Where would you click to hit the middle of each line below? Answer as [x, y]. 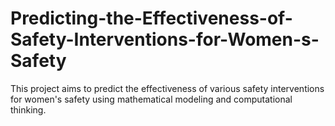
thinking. [28, 109]
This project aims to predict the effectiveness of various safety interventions [167, 88]
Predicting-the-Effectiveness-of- [151, 18]
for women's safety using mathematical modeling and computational [151, 99]
